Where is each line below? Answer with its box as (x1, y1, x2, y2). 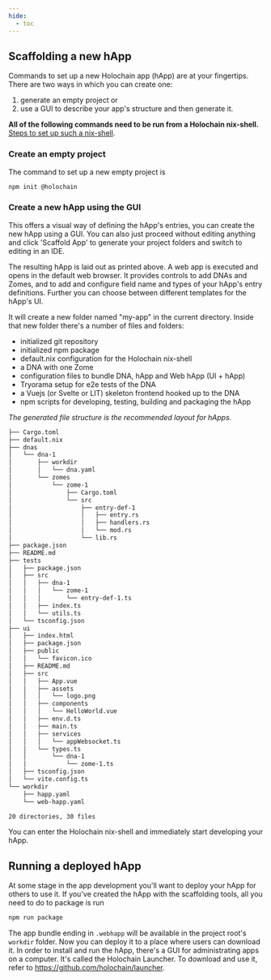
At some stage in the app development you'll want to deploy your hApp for (8, 881, 256, 891)
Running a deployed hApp (8, 859, 142, 873)
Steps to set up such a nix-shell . (8, 128, 116, 138)
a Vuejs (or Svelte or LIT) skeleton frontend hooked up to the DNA (19, 388, 240, 398)
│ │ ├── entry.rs (8, 511, 139, 519)
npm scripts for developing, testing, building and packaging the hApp (19, 397, 252, 406)
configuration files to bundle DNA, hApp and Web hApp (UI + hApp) (19, 371, 246, 380)
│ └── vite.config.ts (8, 776, 89, 784)
